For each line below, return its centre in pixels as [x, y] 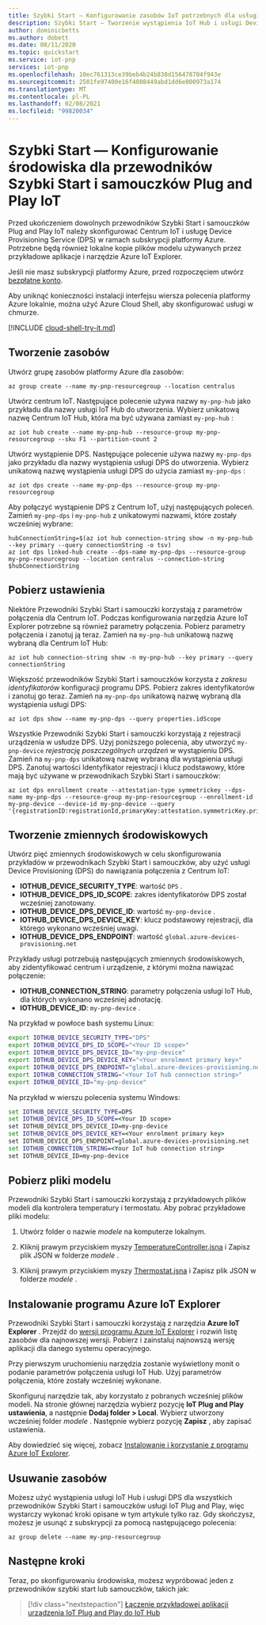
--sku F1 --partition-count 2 [108, 439]
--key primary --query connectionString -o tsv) [90, 545]
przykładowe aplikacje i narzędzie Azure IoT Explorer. [95, 256]
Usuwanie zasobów [57, 1478]
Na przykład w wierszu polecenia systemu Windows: [94, 1097]
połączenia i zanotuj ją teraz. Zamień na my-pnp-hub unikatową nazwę [121, 634]
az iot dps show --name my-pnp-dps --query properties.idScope [115, 719]
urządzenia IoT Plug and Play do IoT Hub [94, 1612]
